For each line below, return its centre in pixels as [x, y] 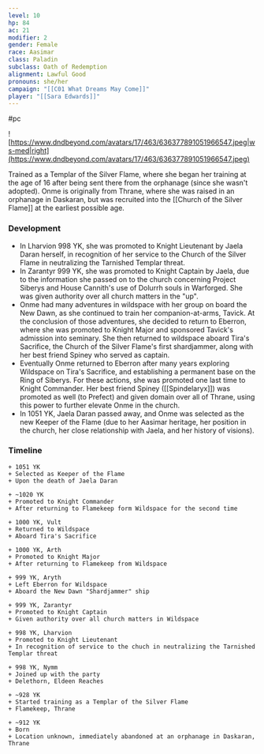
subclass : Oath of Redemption [58, 67]
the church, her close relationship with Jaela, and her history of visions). [137, 430]
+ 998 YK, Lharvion [40, 632]
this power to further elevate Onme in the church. [100, 405]
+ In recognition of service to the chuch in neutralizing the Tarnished [132, 647]
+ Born [19, 730]
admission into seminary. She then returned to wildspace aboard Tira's [134, 338]
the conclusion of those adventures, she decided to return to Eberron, [133, 321]
